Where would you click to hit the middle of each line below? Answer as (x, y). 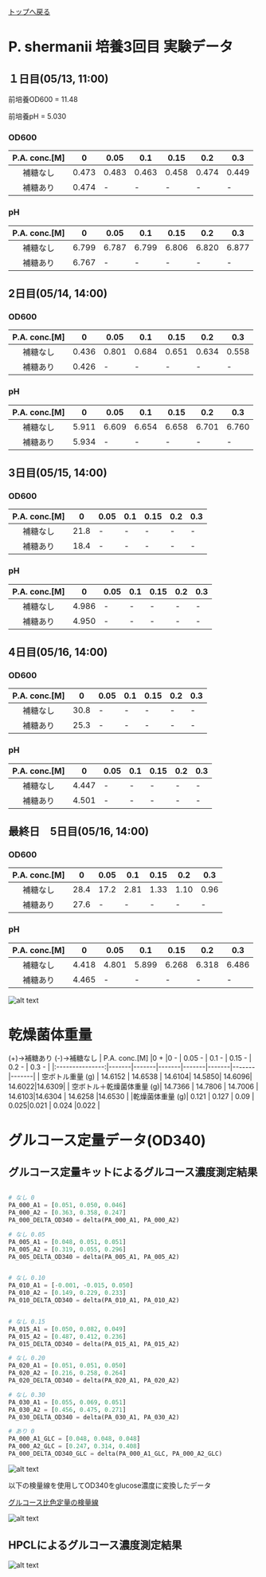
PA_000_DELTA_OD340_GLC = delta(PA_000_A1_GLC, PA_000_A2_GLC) (115, 1454)
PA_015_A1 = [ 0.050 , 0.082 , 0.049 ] (67, 1329)
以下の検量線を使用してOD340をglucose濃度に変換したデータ (110, 1485)
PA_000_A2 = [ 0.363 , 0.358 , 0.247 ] (67, 1213)
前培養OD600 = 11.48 (43, 99)
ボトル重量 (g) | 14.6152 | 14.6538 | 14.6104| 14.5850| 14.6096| (150, 1077)
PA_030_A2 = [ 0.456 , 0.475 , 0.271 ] (67, 1410)
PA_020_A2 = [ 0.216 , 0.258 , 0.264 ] (67, 1373)
